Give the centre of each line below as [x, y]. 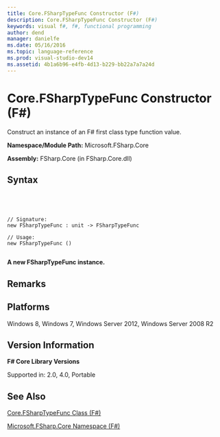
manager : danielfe [33, 39]
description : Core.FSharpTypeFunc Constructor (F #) [82, 20]
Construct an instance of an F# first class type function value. [94, 132]
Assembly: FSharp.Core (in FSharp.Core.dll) [70, 158]
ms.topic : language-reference [50, 52]
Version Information [51, 345]
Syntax [23, 180]
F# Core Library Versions [44, 362]
